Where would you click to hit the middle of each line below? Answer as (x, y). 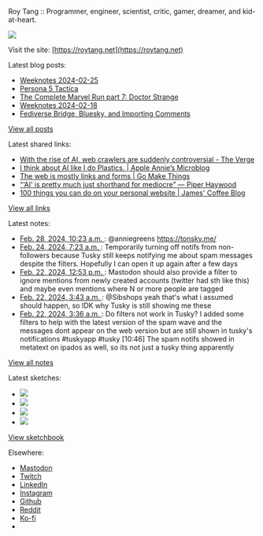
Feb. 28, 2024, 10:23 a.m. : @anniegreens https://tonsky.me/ (118, 238)
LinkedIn (33, 484)
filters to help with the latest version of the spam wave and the (121, 322)
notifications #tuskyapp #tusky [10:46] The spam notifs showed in (127, 339)
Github (30, 501)
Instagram (36, 493)
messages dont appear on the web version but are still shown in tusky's (136, 331)
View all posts (31, 129)
